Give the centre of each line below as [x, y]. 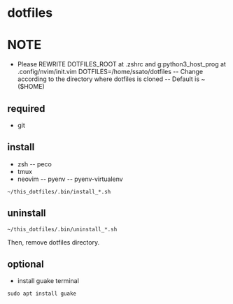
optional [26, 264]
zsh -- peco [35, 164]
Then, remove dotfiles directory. [54, 242]
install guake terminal [48, 281]
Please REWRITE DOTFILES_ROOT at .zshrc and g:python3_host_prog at [121, 64]
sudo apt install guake [42, 294]
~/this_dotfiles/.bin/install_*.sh [59, 191]
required [26, 109]
